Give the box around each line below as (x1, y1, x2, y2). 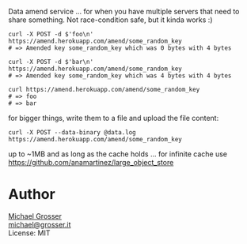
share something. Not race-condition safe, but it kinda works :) (8, 15, 213, 24)
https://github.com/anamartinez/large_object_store (8, 158, 174, 167)
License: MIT (8, 228, 51, 238)
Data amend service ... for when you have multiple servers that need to (8, 7, 240, 16)
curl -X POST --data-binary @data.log (8, 129, 136, 137)
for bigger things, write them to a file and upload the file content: (8, 114, 219, 122)
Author (8, 186, 55, 204)
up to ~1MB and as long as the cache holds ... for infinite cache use (8, 149, 228, 159)
